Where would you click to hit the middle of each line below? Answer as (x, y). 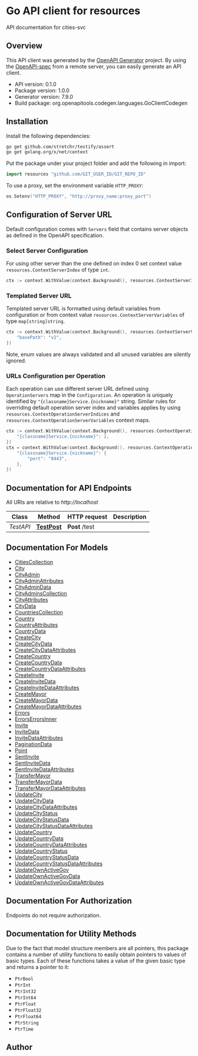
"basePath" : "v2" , (39, 338)
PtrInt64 (25, 997)
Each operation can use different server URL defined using (77, 389)
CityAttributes (31, 600)
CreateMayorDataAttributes (48, 706)
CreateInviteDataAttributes (47, 688)
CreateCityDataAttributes (45, 650)
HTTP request (88, 517)
